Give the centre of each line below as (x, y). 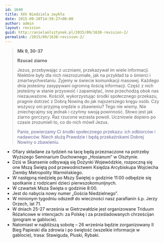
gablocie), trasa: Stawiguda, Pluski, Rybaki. (56, 235)
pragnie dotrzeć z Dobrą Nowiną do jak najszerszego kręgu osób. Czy (88, 101)
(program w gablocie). (35, 219)
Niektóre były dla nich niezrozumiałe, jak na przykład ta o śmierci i (84, 75)
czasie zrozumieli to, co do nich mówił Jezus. (63, 122)
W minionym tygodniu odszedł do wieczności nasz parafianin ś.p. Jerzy (85, 198)
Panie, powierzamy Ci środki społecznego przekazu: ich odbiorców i (86, 132)
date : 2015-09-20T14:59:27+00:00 (39, 19)
